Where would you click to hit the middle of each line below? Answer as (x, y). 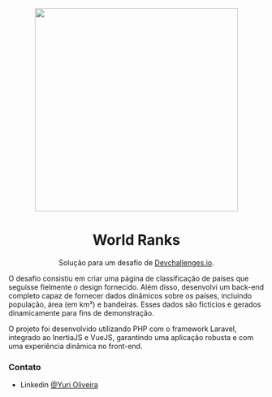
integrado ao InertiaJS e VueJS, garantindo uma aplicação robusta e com (131, 337)
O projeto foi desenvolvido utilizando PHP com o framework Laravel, (123, 329)
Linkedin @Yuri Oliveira (59, 385)
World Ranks (136, 240)
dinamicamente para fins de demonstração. (81, 312)
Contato (25, 367)
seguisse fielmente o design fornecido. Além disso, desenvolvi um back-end (136, 287)
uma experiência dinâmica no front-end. (76, 346)
